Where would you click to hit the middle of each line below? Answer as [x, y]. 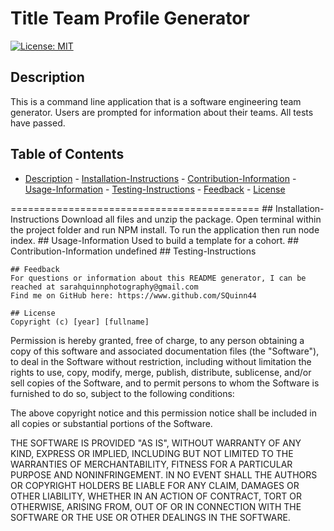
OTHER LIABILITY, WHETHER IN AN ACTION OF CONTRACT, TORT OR [156, 496]
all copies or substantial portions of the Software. [111, 423]
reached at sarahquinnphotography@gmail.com [104, 287]
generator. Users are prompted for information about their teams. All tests [162, 112]
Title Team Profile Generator [130, 18]
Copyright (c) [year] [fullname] [80, 322]
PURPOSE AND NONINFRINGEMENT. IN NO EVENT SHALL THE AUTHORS [164, 474]
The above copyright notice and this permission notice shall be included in [163, 413]
